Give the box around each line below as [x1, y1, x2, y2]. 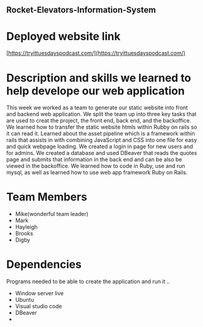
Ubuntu [15, 296, 35, 304]
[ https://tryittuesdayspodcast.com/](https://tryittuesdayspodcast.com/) [6, 49, 186, 57]
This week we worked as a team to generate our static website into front [6, 104, 188, 112]
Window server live [15, 290, 64, 297]
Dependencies [6, 257, 82, 271]
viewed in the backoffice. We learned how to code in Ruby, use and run [6, 162, 185, 170]
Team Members [6, 190, 87, 204]
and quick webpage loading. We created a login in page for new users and [6, 143, 193, 150]
